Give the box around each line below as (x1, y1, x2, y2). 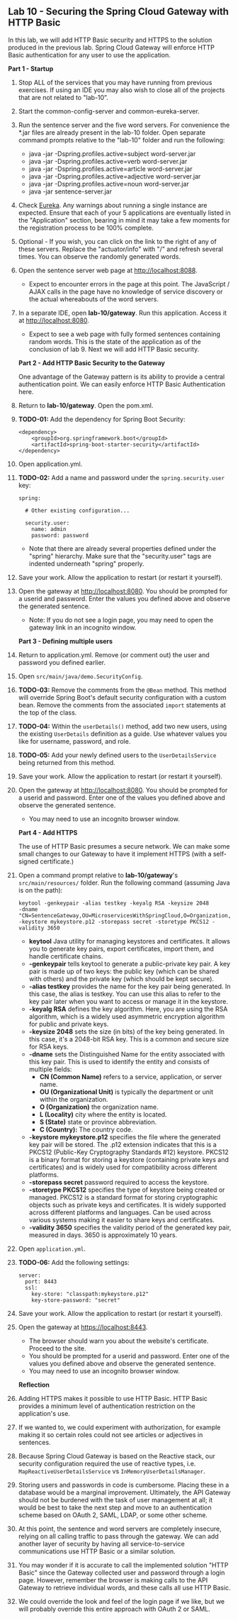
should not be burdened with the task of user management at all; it (18, 1495, 213, 1504)
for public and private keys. (28, 1020, 109, 1028)
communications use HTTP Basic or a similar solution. (18, 1547, 176, 1555)
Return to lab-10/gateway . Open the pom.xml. (18, 401, 154, 410)
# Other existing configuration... (25, 507, 130, 514)
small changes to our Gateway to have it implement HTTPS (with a (18, 849, 212, 858)
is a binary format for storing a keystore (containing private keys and (28, 1155, 229, 1163)
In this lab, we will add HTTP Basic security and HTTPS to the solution (8, 35, 212, 44)
